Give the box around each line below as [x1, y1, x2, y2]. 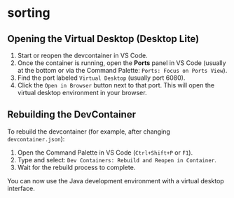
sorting [7, 5, 50, 21]
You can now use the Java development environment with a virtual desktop [7, 176, 224, 185]
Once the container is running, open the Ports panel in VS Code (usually [17, 59, 226, 67]
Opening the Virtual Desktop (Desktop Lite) [7, 33, 200, 45]
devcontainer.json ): [7, 134, 65, 143]
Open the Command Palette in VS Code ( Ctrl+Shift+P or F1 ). [17, 148, 193, 157]
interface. [7, 184, 35, 192]
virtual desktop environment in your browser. [17, 89, 147, 97]
